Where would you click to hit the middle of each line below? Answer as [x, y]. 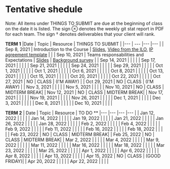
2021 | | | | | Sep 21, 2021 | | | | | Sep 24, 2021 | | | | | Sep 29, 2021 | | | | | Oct [84, 65]
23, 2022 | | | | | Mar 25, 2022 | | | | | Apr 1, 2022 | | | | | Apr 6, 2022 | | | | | [82, 150]
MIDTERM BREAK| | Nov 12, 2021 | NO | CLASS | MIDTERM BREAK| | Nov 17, [84, 92]
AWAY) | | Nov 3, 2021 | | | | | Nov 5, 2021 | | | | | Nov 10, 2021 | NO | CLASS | [85, 87]
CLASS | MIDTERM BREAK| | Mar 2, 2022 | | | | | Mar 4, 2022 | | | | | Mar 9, [82, 140]
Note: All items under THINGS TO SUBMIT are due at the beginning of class [84, 23]
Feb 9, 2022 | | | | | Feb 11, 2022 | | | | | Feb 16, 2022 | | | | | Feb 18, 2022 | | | [84, 129]
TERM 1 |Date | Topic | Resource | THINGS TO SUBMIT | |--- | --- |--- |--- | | [84, 44]
